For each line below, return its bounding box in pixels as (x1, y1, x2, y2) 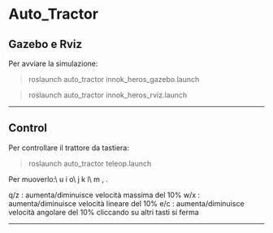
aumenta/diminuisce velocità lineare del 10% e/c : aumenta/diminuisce (8, 198, 245, 208)
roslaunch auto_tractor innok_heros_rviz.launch (28, 90, 188, 100)
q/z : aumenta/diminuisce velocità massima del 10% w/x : (8, 190, 201, 200)
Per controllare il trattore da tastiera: (8, 143, 130, 153)
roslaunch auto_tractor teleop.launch (28, 158, 152, 168)
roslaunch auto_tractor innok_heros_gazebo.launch (28, 75, 200, 84)
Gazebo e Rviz (8, 37, 83, 51)
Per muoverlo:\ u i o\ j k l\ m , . (8, 174, 108, 183)
